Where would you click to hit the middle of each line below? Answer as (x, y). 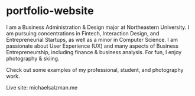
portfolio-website (50, 11)
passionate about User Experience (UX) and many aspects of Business (92, 46)
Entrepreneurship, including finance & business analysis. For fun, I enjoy (94, 52)
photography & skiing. (33, 58)
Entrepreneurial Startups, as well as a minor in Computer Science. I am (92, 39)
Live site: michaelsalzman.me (42, 87)
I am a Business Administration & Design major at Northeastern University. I (98, 27)
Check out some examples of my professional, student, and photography (95, 69)
